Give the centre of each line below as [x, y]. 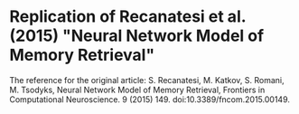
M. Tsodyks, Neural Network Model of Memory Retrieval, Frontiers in [137, 90]
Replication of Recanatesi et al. [128, 17]
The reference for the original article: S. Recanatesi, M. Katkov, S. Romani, [147, 80]
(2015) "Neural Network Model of [137, 36]
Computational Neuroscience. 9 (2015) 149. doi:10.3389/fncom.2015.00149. [150, 99]
